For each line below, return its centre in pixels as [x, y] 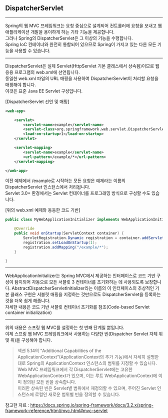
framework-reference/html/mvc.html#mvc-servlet [56, 411]
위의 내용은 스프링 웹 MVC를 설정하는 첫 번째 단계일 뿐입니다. [65, 327]
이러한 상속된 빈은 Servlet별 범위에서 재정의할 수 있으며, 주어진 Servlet [86, 388]
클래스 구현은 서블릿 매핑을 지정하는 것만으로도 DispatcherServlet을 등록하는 [85, 294]
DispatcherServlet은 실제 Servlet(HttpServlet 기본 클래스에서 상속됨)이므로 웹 [82, 66]
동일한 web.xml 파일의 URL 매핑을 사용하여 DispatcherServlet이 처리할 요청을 [82, 78]
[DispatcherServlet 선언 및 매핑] [37, 101]
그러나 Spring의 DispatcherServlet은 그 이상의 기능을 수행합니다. [69, 38]
